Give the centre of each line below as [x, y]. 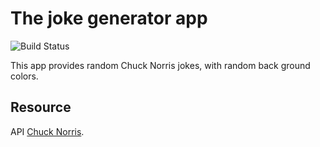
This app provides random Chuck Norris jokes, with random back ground [160, 65]
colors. [24, 76]
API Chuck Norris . [47, 131]
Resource [41, 107]
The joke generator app [109, 18]
